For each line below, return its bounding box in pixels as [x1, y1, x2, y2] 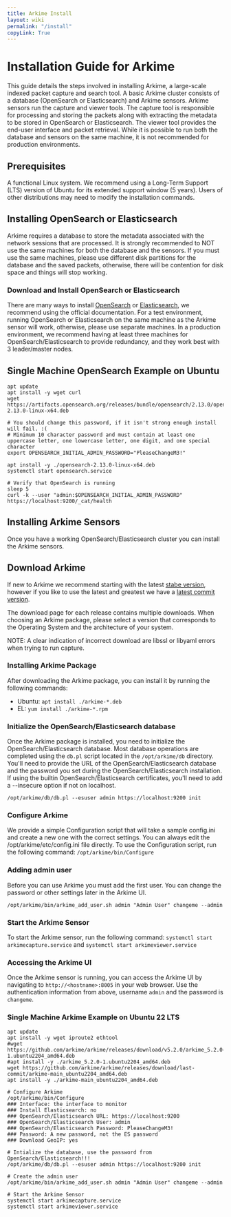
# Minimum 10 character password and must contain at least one [7, 431, 195, 438]
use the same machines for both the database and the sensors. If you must [7, 246, 220, 254]
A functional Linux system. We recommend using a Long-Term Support [7, 178, 208, 187]
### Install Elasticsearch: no [7, 1107, 97, 1114]
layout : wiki [7, 17, 45, 23]
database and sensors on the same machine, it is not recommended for [7, 133, 210, 141]
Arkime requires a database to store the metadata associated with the [7, 232, 205, 240]
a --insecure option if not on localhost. [7, 781, 116, 790]
